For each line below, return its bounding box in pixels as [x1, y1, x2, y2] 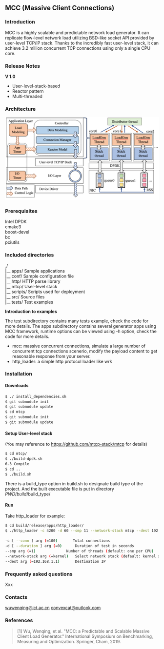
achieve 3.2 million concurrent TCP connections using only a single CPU [5, 45, 150, 51]
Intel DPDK [5, 219, 27, 225]
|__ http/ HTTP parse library [5, 278, 61, 284]
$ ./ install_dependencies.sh [5, 394, 67, 399]
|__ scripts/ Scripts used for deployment [5, 289, 85, 295]
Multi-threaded [12, 93, 43, 99]
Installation [5, 371, 33, 377]
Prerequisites [5, 207, 38, 214]
